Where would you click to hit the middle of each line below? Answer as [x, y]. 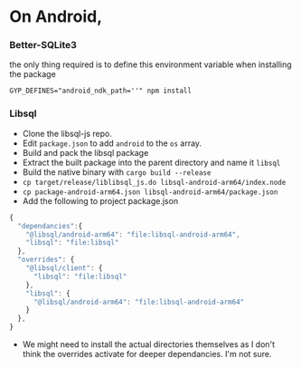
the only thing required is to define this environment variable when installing [150, 64]
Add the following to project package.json [100, 200]
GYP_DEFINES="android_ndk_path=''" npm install [101, 91]
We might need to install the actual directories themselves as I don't [149, 344]
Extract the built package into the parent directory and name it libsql [151, 162]
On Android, [56, 17]
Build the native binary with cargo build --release [117, 172]
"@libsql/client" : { [64, 268]
